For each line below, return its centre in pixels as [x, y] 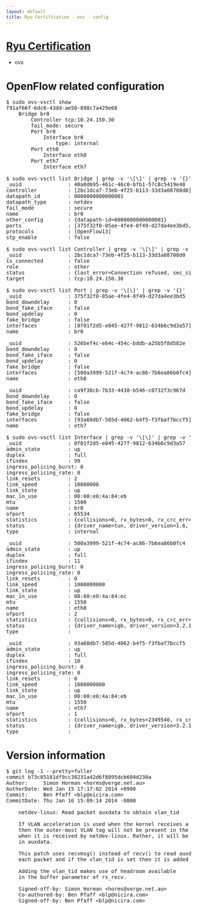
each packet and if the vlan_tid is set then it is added [103, 860]
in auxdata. [35, 842]
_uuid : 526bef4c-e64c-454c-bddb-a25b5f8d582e [96, 344]
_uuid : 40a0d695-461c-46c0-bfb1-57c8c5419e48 [96, 185]
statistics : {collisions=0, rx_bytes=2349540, [90, 720]
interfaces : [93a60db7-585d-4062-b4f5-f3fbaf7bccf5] [99, 420]
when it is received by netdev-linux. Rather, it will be [103, 836]
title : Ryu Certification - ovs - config [57, 17]
